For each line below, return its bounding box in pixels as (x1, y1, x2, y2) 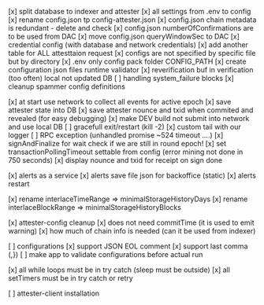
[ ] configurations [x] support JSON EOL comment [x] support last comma (8, 241, 248, 251)
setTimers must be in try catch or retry (8, 274, 134, 282)
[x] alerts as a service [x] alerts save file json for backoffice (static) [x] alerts (8, 171, 256, 180)
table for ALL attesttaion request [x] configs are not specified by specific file (8, 49, 256, 57)
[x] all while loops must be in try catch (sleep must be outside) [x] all (8, 265, 231, 274)
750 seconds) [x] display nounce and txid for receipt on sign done (8, 156, 223, 164)
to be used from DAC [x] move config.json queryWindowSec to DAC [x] (8, 31, 240, 41)
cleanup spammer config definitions (8, 82, 126, 91)
